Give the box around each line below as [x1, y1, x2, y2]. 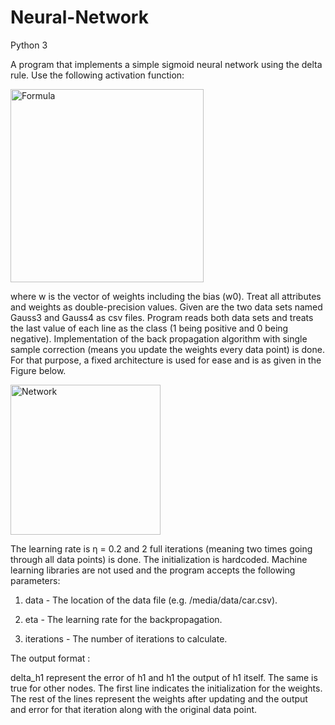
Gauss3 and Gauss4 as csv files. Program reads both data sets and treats [10, 311, 314, 323]
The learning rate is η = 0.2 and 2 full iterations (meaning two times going [10, 542, 313, 555]
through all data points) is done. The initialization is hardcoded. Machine [10, 553, 308, 565]
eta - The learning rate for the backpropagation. [24, 613, 223, 625]
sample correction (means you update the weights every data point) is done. [10, 343, 325, 355]
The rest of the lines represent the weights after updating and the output [10, 692, 308, 705]
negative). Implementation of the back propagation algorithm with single [10, 332, 308, 345]
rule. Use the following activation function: [10, 69, 185, 81]
